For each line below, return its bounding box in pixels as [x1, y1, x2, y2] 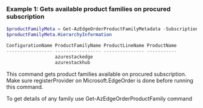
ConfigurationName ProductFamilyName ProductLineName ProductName [6, 43, 177, 49]
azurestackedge [54, 54, 94, 60]
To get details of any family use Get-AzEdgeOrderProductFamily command [6, 95, 192, 102]
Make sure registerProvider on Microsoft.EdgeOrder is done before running [6, 77, 193, 84]
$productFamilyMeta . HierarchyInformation [6, 32, 112, 38]
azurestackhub [54, 59, 91, 65]
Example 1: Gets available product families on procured [6, 5, 171, 13]
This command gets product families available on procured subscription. [6, 70, 187, 77]
